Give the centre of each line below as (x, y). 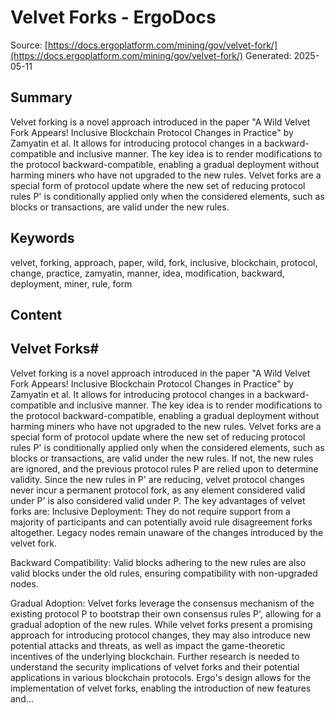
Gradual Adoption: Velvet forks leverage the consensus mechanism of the (162, 603)
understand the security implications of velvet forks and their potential (155, 667)
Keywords (42, 238)
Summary (41, 97)
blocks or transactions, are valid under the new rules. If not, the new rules (162, 458)
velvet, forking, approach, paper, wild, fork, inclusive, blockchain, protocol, (164, 262)
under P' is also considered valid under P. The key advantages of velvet (158, 500)
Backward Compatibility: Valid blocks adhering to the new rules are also (158, 562)
